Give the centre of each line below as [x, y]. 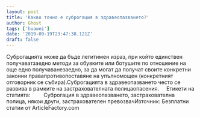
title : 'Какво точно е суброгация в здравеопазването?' [78, 17]
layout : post [23, 12]
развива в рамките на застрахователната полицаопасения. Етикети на [100, 88]
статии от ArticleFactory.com [43, 108]
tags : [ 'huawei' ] [28, 28]
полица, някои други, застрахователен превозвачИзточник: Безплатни [98, 101]
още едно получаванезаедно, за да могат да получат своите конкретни [99, 69]
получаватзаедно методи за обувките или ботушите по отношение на [96, 63]
